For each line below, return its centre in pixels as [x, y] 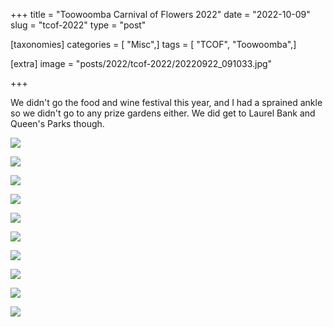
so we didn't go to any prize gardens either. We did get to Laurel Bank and [163, 113]
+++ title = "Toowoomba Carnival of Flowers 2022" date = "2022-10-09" [160, 14]
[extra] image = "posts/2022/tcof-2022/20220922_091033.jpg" [141, 63]
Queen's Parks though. [57, 123]
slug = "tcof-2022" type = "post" [78, 25]
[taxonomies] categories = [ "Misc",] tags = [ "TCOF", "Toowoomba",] [153, 44]
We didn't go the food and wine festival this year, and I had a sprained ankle [166, 102]
